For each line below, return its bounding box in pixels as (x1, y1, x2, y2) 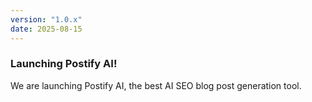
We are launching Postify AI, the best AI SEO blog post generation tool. (10, 79, 302, 91)
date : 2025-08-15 (10, 24, 83, 34)
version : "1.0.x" (10, 14, 83, 25)
